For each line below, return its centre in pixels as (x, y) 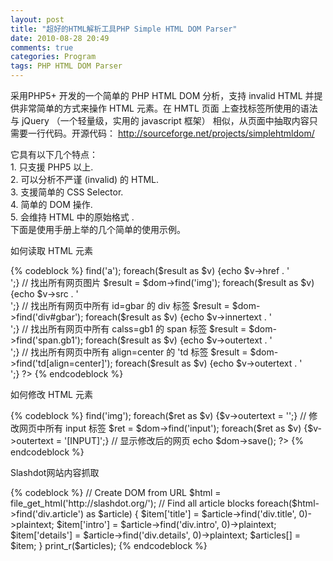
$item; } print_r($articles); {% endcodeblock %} (109, 545)
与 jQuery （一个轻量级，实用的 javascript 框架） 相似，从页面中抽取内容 (160, 120)
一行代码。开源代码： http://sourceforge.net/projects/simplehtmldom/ (171, 133)
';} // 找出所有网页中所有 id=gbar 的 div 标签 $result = (120, 305)
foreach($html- (288, 503)
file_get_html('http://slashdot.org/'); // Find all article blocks (132, 503)
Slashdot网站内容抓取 (55, 472)
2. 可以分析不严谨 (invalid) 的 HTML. (85, 179)
